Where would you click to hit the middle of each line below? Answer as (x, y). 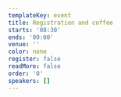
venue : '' (24, 45)
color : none (27, 52)
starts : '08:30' (34, 30)
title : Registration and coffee (60, 23)
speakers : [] (29, 81)
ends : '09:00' (31, 37)
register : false (34, 59)
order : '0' (26, 74)
